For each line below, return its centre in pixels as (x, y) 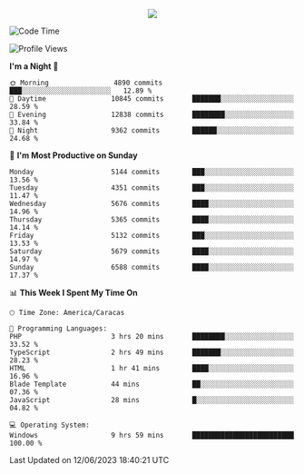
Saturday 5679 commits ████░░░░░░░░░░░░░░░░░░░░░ (152, 252)
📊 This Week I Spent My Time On (74, 292)
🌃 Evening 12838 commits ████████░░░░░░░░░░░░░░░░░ (152, 114)
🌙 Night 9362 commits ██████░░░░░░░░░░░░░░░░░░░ (152, 131)
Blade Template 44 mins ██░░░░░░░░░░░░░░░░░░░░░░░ (152, 384)
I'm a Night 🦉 (34, 66)
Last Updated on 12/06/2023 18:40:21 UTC (89, 460)
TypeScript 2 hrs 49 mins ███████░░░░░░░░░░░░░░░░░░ (152, 352)
